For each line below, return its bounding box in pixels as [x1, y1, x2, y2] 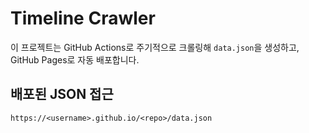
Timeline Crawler [10, 7, 156, 30]
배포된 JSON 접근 [10, 86, 114, 103]
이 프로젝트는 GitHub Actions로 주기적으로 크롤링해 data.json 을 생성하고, [10, 41, 300, 53]
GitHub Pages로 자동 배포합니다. [10, 53, 140, 66]
